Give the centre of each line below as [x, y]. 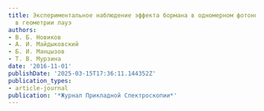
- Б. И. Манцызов [37, 52]
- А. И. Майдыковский [44, 45]
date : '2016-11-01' [40, 66]
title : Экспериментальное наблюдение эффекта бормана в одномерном [121, 15]
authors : [22, 30]
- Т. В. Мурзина [35, 59]
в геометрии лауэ [44, 23]
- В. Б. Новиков [35, 37]
